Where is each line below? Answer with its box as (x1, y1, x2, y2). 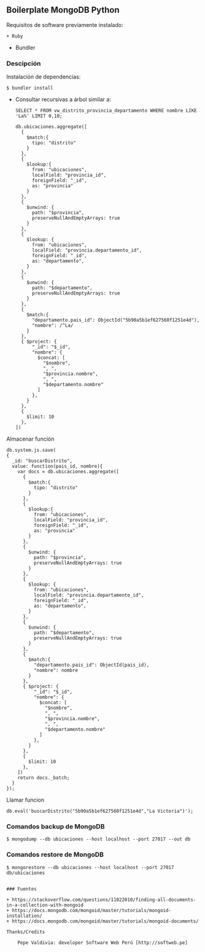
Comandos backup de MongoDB (6, 822, 105, 831)
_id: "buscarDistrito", (12, 458, 72, 464)
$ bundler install (6, 85, 53, 91)
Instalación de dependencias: (6, 73, 81, 80)
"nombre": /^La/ (31, 322, 74, 329)
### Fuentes (6, 886, 37, 892)
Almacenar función (6, 435, 55, 443)
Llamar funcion (6, 796, 45, 803)
